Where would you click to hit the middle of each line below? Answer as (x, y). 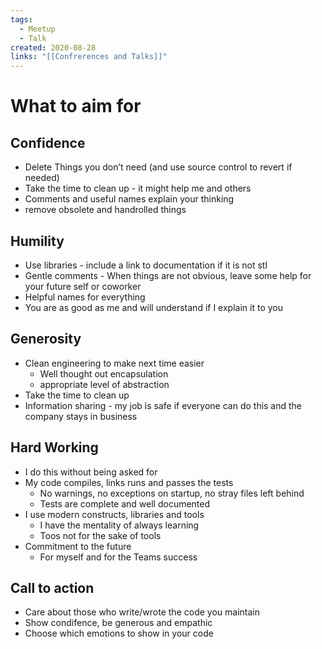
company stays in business (81, 416)
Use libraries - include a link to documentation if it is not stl (146, 265)
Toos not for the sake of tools (100, 535)
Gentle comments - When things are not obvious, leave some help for (168, 275)
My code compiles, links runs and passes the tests (129, 482)
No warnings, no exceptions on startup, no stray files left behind (172, 493)
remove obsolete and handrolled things (105, 210)
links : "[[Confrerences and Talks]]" (89, 57)
